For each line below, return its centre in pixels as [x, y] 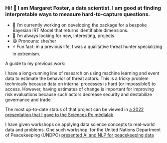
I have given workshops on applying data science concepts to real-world [80, 124]
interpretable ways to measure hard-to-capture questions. [78, 14]
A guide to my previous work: [35, 63]
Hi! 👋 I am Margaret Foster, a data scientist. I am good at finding [83, 8]
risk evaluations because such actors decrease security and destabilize [79, 94]
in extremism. [26, 54]
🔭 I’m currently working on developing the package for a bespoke [80, 25]
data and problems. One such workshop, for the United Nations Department [83, 130]
